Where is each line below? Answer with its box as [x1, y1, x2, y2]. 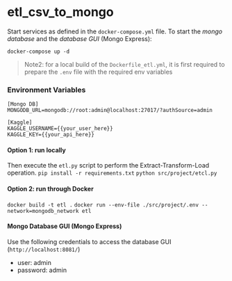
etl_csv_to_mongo [7, 4, 114, 20]
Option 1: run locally [7, 145, 66, 154]
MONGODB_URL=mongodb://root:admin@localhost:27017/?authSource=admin [7, 107, 213, 114]
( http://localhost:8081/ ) [7, 245, 81, 253]
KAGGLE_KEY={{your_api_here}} [7, 131, 95, 138]
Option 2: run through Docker [7, 185, 94, 193]
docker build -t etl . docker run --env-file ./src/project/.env [7, 201, 199, 209]
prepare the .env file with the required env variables [24, 67, 173, 76]
